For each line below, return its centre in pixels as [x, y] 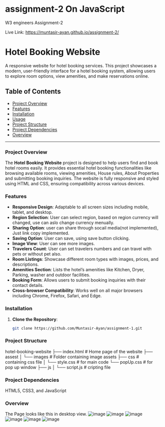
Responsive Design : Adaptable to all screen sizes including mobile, [80, 207]
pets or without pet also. [37, 254]
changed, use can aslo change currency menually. [63, 223]
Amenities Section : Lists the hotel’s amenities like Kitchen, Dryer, [78, 270]
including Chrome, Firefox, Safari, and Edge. [57, 296]
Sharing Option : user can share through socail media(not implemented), [85, 228]
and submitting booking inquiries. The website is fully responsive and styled [82, 178]
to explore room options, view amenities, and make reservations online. [77, 76]
